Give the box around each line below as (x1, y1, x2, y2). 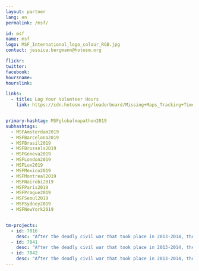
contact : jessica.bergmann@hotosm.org (5, 47, 102, 54)
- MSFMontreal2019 (11, 173, 57, 179)
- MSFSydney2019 (11, 201, 51, 207)
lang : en (5, 14, 27, 20)
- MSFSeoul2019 (11, 195, 49, 201)
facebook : (5, 69, 30, 75)
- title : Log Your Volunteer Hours (11, 96, 99, 102)
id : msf (5, 30, 25, 36)
